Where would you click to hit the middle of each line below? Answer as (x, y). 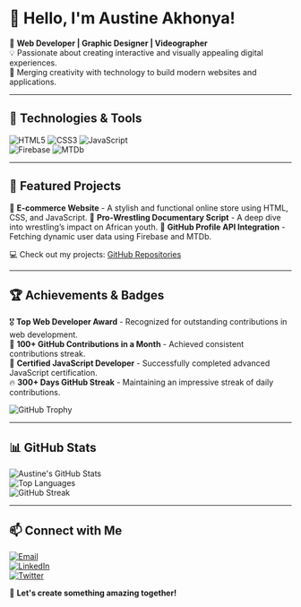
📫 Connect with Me (66, 530)
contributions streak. (47, 354)
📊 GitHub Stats (53, 447)
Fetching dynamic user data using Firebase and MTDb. (111, 236)
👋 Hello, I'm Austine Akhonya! (122, 18)
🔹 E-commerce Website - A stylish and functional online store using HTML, (149, 208)
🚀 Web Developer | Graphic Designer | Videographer (108, 43)
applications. (33, 82)
